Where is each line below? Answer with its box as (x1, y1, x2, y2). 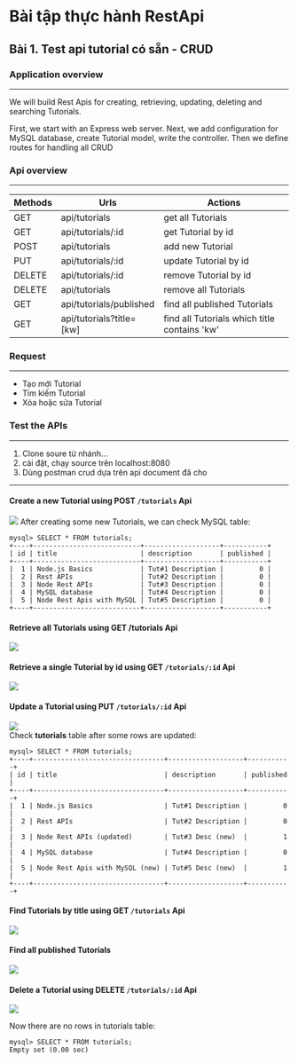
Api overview (9, 164, 68, 177)
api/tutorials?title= (60, 312, 137, 325)
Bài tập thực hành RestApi (9, 6, 205, 27)
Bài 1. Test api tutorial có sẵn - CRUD (9, 42, 214, 57)
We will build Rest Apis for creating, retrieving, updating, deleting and (9, 96, 263, 107)
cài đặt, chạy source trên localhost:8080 (21, 457, 170, 468)
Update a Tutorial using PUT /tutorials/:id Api (9, 701, 187, 712)
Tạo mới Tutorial (21, 379, 82, 390)
